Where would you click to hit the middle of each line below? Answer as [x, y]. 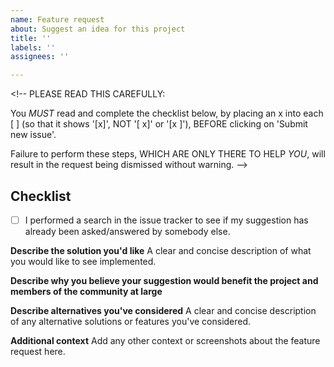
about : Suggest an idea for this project [98, 29]
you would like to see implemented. [83, 261]
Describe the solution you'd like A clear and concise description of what [161, 250]
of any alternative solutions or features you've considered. [131, 321]
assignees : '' [40, 57]
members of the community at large [86, 291]
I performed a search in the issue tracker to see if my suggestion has [166, 220]
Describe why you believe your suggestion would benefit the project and [164, 280]
